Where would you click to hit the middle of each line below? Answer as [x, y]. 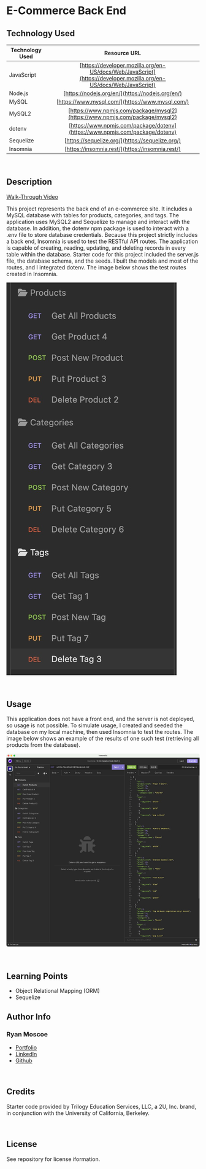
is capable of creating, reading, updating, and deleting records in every [96, 248]
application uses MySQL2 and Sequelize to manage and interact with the [98, 222]
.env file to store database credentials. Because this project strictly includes [102, 234]
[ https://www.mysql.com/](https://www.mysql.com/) [123, 102]
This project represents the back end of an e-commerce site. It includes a [99, 209]
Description [29, 182]
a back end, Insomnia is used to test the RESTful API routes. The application [102, 241]
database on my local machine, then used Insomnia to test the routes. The [100, 732]
